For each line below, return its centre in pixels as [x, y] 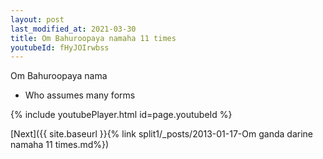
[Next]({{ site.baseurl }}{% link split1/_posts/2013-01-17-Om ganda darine [161, 134]
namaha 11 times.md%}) [60, 145]
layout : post [37, 19]
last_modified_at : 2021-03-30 [73, 29]
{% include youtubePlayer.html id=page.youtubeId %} [121, 115]
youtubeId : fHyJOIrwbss [60, 47]
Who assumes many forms [80, 95]
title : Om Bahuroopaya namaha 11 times [93, 38]
